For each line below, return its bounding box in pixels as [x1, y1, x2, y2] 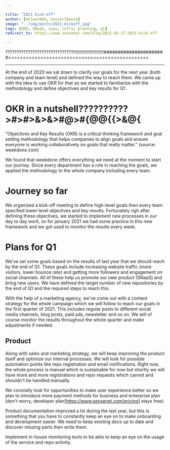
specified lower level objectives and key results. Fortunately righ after [5, 208, 150, 213]
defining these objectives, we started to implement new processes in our [5, 213, 157, 219]
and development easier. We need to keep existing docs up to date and [5, 419, 153, 425]
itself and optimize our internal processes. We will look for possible [5, 356, 145, 362]
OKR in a [5, 103, 42, 115]
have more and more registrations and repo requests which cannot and [5, 372, 153, 378]
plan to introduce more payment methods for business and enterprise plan [5, 392, 160, 399]
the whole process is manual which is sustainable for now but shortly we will [5, 366, 165, 372]
